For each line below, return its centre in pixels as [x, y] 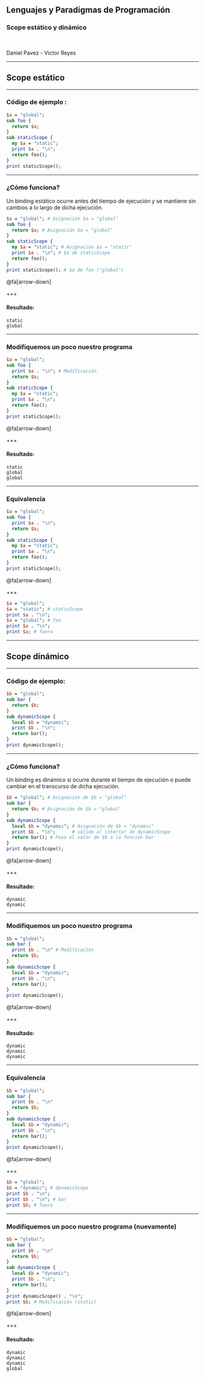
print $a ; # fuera [30, 632]
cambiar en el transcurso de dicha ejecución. [63, 786]
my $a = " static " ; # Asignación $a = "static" [72, 247]
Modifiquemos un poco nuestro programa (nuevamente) [92, 1226]
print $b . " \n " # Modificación [53, 950]
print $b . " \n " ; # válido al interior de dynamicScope [91, 832]
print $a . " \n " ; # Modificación [54, 371]
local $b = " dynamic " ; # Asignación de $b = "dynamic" [83, 826]
